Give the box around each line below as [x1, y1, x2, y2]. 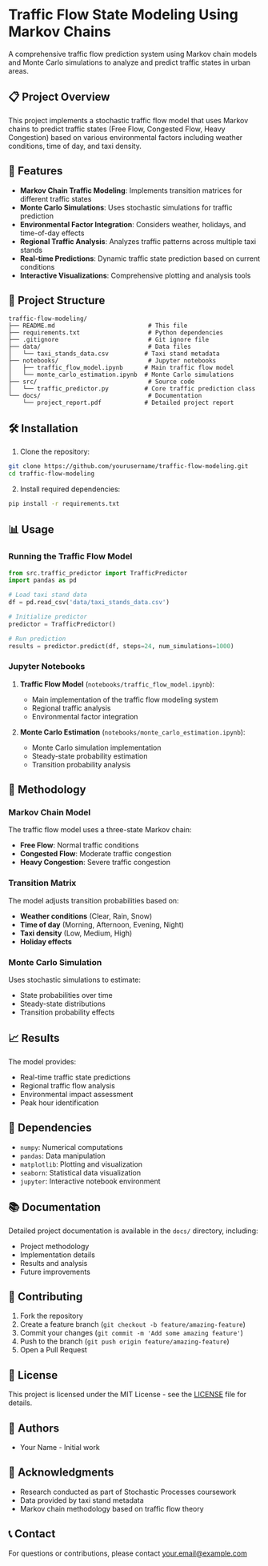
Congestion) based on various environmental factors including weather [8, 132, 243, 142]
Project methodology [19, 1241, 90, 1251]
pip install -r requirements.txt [8, 499, 120, 507]
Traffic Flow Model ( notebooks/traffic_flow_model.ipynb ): [19, 679, 214, 689]
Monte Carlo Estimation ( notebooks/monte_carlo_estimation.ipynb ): [19, 727, 246, 737]
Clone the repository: [19, 447, 90, 457]
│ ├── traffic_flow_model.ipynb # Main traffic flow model [8, 364, 234, 372]
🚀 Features [8, 164, 63, 178]
